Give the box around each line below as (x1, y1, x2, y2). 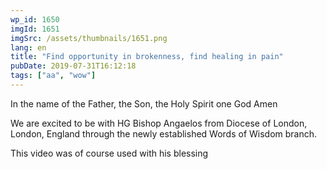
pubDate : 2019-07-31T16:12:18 (10, 61, 137, 71)
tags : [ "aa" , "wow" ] (10, 71, 97, 81)
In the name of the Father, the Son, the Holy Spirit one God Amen (10, 97, 278, 110)
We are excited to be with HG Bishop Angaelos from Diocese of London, (10, 117, 308, 129)
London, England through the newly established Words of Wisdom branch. (10, 127, 318, 140)
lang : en (10, 42, 47, 53)
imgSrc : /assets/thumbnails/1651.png (10, 33, 168, 43)
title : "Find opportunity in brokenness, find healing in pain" (10, 52, 284, 62)
